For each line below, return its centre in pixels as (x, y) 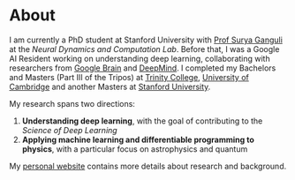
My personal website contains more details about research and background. (148, 166)
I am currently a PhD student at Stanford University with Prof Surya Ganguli (146, 40)
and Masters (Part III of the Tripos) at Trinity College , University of (129, 77)
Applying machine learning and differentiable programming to (138, 139)
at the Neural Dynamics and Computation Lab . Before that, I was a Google (144, 49)
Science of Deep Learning (69, 130)
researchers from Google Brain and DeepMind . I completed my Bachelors (143, 68)
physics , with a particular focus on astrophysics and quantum (135, 149)
